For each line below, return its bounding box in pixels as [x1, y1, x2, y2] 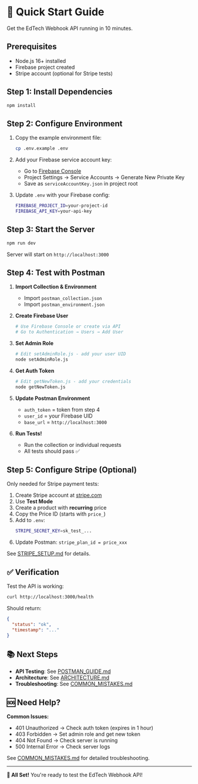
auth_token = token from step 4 [24, 406, 100, 413]
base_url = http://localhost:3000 [24, 418, 108, 425]
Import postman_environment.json [24, 301, 105, 308]
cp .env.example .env [15, 146, 68, 152]
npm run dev [6, 240, 36, 246]
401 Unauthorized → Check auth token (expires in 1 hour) [15, 725, 153, 732]
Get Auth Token [15, 367, 55, 374]
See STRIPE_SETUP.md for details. [6, 550, 90, 557]
